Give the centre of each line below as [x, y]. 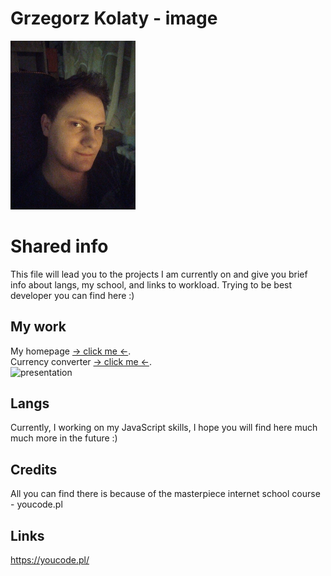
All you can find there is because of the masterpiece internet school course [165, 494]
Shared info [59, 246]
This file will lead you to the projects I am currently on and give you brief [159, 274]
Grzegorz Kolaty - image [114, 18]
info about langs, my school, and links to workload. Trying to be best [151, 284]
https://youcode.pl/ [50, 559]
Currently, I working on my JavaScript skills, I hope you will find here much [164, 428]
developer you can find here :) [72, 295]
